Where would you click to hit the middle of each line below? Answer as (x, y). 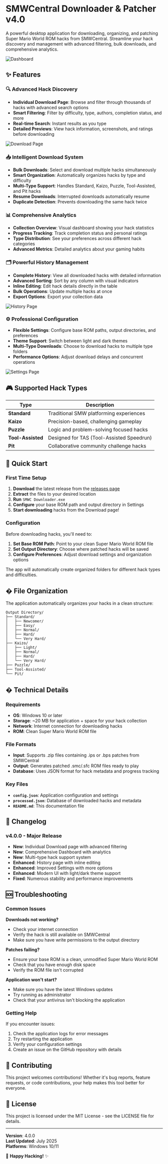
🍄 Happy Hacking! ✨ (27, 1156)
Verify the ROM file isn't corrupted (48, 970)
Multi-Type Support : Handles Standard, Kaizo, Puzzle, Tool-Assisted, (84, 185)
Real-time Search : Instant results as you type (60, 123)
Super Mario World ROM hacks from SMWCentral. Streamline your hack (80, 39)
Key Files (17, 784)
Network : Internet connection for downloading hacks (68, 726)
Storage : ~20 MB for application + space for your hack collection (80, 721)
